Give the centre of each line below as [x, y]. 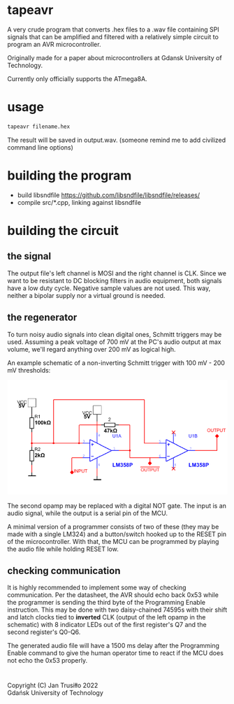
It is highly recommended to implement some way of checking [97, 588]
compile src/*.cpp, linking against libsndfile [79, 202]
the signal [29, 256]
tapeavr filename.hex [39, 127]
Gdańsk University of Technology [55, 692]
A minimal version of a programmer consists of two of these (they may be [113, 526]
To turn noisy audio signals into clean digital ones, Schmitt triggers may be [115, 334]
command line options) [40, 147]
